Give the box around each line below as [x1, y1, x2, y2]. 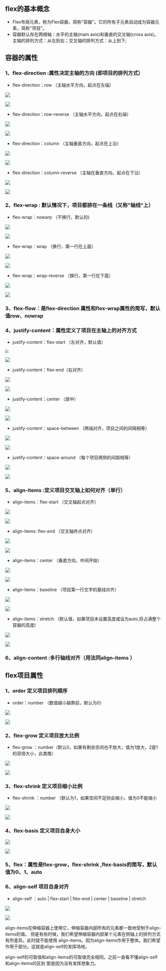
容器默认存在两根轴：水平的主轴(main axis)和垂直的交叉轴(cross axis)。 [12, 31, 159, 37]
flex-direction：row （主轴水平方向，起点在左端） [12, 82, 114, 88]
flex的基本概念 [5, 4, 50, 13]
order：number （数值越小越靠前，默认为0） [12, 699, 104, 705]
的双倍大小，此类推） [12, 750, 56, 756]
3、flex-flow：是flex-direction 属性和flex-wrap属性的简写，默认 [5, 305, 161, 312]
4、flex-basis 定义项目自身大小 [5, 827, 81, 834]
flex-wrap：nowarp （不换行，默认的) [12, 214, 90, 220]
